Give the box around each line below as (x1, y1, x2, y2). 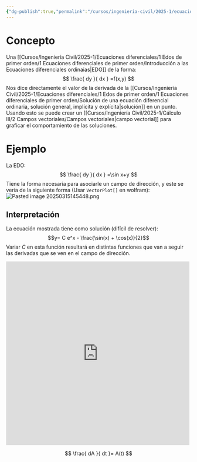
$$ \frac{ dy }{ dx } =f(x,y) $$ (62, 75, 135, 82)
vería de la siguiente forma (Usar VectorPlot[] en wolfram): (6, 186, 150, 193)
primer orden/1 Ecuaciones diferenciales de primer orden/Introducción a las (6, 59, 189, 66)
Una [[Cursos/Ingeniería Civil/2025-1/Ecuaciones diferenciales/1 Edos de (6, 53, 182, 61)
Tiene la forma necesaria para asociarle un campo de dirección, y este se (6, 180, 184, 187)
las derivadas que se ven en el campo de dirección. (6, 250, 131, 257)
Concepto (6, 34, 56, 47)
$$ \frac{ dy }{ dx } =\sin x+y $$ (59, 171, 138, 178)
